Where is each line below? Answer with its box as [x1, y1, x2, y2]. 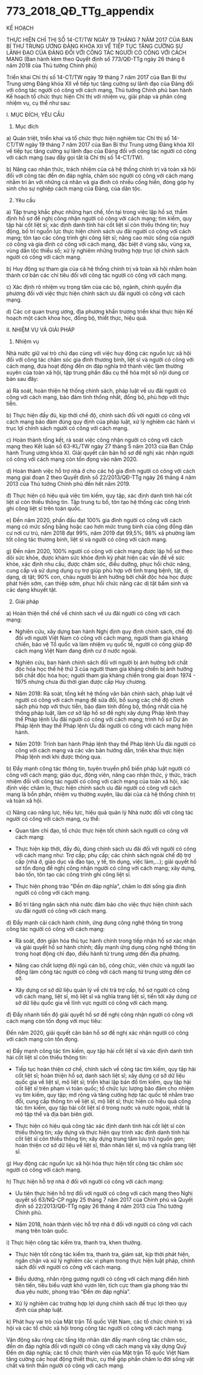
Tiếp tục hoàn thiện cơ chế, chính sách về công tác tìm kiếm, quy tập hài [14, 1065, 196, 1073]
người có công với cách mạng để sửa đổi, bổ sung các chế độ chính [14, 696, 184, 703]
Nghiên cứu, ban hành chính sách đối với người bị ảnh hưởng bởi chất [14, 658, 188, 666]
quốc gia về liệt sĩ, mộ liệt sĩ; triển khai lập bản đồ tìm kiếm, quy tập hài [14, 1078, 192, 1085]
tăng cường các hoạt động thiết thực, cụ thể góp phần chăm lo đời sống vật [6, 1355, 195, 1362]
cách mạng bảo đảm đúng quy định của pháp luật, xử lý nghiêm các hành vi [6, 418, 195, 425]
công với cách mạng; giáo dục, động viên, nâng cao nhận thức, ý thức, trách [6, 771, 196, 778]
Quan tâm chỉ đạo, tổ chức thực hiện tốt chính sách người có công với [14, 827, 188, 834]
